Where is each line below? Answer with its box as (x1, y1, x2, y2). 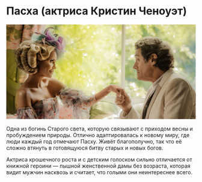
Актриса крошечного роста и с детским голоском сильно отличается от (6, 156, 192, 163)
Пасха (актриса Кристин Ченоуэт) (6, 4, 188, 18)
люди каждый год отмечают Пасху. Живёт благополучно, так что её (6, 138, 182, 145)
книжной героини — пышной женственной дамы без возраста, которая (6, 162, 191, 169)
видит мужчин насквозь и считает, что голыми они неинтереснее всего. (6, 168, 193, 175)
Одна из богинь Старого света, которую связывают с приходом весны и (6, 125, 194, 132)
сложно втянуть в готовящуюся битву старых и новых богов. (6, 144, 164, 151)
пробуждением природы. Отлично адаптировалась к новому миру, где (6, 131, 190, 139)
